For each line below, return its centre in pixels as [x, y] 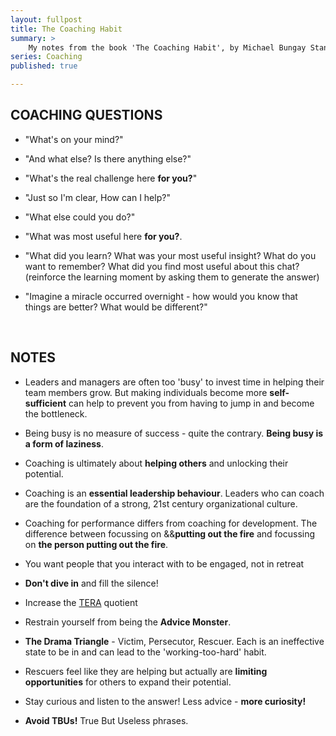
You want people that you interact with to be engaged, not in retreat [164, 563]
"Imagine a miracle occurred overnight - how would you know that [161, 296]
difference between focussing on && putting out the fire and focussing [170, 533]
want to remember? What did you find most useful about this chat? [162, 266]
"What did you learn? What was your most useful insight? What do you [170, 255]
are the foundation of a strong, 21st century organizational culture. [161, 503]
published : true [44, 66]
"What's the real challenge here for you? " [111, 178]
